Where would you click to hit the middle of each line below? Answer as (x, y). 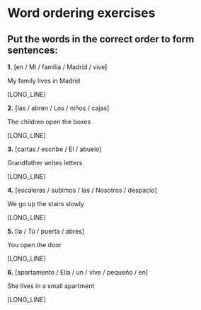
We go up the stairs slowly (46, 204)
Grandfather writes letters (45, 163)
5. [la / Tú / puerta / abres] (46, 231)
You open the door (34, 245)
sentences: (33, 50)
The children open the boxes (49, 122)
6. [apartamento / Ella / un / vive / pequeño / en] (78, 272)
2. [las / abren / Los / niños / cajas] (58, 108)
